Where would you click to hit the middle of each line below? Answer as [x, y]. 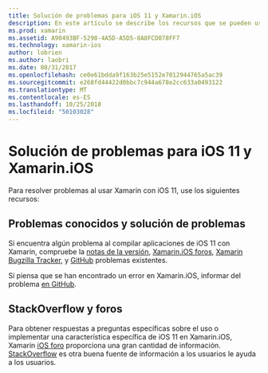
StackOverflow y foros [65, 309]
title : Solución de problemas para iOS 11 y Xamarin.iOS [105, 16]
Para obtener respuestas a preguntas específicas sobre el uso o [114, 328]
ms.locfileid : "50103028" [51, 112]
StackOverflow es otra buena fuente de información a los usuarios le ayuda [132, 353]
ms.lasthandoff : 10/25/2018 [55, 104]
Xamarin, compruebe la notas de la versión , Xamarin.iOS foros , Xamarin [126, 251]
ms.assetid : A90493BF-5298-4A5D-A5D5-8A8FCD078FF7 [94, 38]
